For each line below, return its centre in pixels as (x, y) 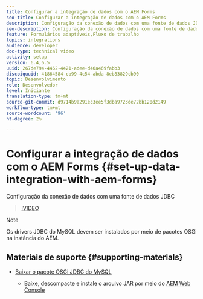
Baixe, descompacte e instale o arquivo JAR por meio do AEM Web (107, 283)
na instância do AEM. (33, 238)
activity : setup (27, 57)
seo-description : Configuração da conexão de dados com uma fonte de (96, 29)
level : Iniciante (28, 91)
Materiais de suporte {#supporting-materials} (95, 257)
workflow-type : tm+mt (34, 107)
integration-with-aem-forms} (82, 180)
